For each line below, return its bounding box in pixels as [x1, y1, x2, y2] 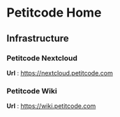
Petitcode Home [6, 5, 102, 21]
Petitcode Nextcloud [6, 53, 78, 63]
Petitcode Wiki [6, 86, 57, 96]
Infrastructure [6, 33, 69, 44]
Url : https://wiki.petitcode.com [6, 102, 96, 110]
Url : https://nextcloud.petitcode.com [6, 69, 113, 77]
